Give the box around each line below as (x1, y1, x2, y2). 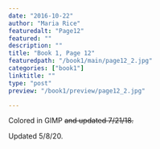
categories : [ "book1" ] (8, 64, 84, 72)
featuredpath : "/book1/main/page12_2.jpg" (8, 57, 153, 65)
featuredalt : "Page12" (8, 27, 84, 35)
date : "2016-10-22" (8, 11, 74, 20)
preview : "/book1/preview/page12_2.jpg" (8, 86, 146, 95)
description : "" (8, 42, 63, 50)
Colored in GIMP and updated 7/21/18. (8, 116, 134, 126)
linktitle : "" (8, 72, 56, 80)
